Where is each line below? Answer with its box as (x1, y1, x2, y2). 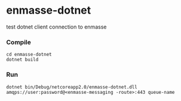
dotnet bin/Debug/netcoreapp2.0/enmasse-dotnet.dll (6, 84, 137, 90)
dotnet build (6, 57, 39, 63)
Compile (6, 38, 31, 46)
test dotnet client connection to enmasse (6, 23, 107, 30)
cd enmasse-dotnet (6, 52, 52, 58)
